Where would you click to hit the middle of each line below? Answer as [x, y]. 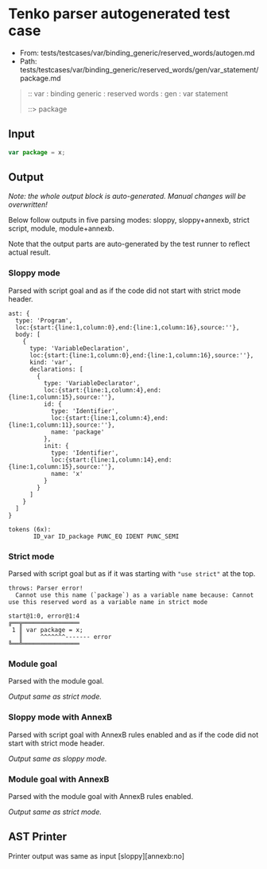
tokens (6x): [30, 529]
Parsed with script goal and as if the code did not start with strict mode [124, 290]
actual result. [29, 252]
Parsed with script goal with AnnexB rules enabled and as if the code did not [133, 735]
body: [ [28, 334]
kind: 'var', [51, 362]
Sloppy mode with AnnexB [60, 717]
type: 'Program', [44, 320]
